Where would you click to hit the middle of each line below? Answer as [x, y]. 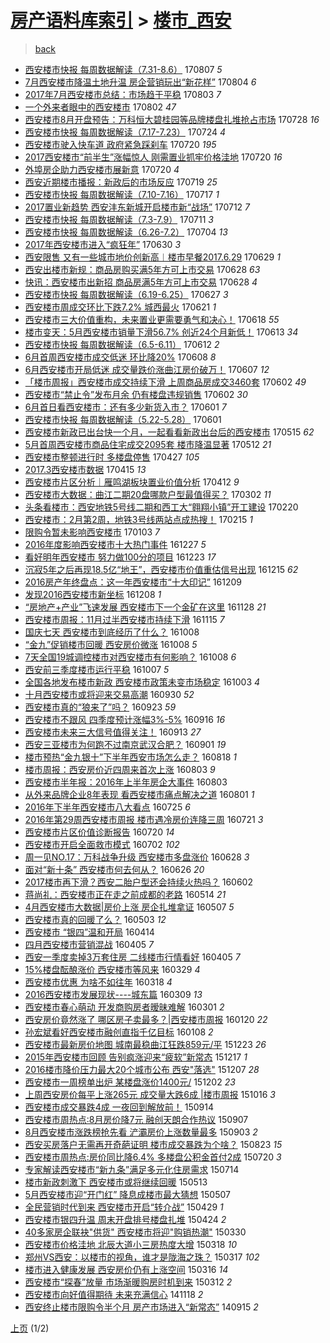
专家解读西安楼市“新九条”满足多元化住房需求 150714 [132, 1169]
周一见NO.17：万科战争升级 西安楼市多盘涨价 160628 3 [137, 857]
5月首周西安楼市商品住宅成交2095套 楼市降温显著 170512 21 [148, 444]
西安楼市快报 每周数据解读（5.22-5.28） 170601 [123, 419]
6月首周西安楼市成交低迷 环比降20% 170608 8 [120, 357]
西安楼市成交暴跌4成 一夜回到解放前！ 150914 [119, 1107]
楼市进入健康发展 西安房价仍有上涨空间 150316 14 [126, 1269]
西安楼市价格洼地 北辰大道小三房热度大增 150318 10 [130, 1244]
